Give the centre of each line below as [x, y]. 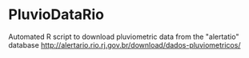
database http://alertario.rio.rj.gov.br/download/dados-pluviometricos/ [124, 44]
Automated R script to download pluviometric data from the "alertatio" [124, 37]
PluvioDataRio [56, 15]
